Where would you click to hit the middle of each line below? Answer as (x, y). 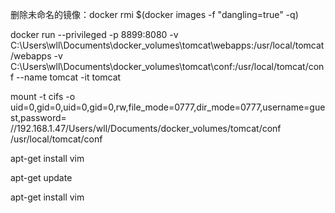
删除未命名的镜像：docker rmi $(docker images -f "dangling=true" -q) (154, 14)
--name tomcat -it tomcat (69, 77)
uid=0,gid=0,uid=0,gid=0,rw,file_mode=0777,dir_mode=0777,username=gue (168, 107)
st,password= (38, 117)
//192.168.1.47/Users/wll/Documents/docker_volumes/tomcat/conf (146, 128)
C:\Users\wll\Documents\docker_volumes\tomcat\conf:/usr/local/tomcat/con (167, 66)
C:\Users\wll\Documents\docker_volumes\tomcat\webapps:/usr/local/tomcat (167, 45)
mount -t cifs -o (43, 96)
